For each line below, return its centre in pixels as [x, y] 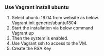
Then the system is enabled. [40, 38]
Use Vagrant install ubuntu [37, 7]
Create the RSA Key [31, 49]
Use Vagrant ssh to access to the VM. [49, 43]
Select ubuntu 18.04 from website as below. [55, 18]
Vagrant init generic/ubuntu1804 [44, 23]
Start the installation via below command [52, 28]
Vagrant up [23, 33]
